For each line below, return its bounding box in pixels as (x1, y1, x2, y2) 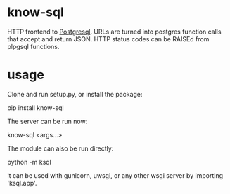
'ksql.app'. (7, 179, 37, 187)
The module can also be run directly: (7, 144, 114, 153)
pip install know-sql (7, 103, 65, 112)
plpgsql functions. (7, 42, 60, 50)
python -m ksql (7, 158, 51, 166)
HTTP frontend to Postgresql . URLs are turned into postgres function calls (7, 27, 222, 36)
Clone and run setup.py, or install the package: (7, 90, 143, 98)
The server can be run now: (7, 117, 88, 125)
